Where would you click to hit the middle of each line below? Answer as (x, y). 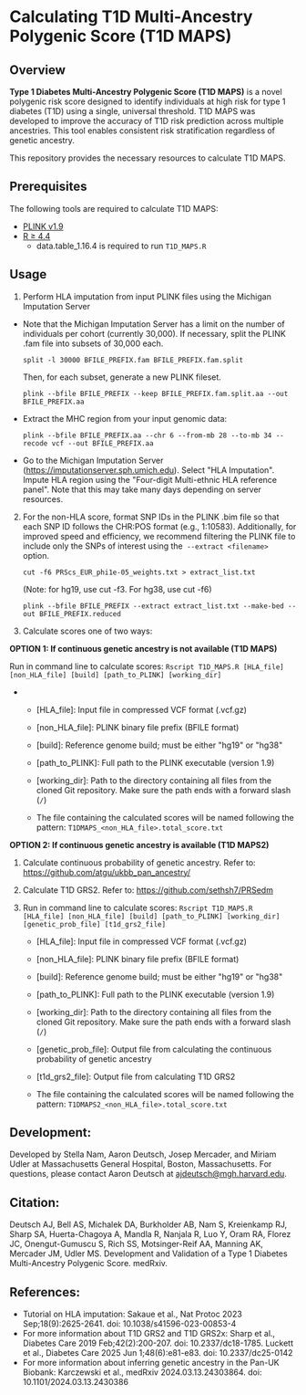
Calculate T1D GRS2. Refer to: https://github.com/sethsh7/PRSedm (148, 890)
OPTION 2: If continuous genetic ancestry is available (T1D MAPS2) (139, 844)
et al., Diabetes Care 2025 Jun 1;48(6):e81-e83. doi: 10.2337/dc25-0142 (158, 1353)
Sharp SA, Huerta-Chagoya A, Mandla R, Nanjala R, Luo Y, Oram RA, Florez (150, 1234)
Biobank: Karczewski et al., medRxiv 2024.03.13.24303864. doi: (142, 1372)
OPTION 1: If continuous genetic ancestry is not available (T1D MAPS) (143, 648)
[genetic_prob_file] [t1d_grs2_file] (94, 924)
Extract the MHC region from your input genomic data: (125, 418)
